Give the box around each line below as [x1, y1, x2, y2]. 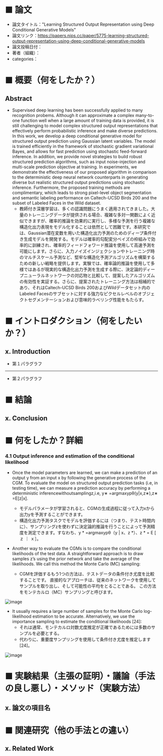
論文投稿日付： [12, 44, 42, 49]
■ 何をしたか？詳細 [5, 435, 83, 446]
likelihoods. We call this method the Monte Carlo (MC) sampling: [12, 561, 141, 567]
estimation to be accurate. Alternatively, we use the [32, 613, 135, 619]
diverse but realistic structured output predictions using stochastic [12, 179, 145, 185]
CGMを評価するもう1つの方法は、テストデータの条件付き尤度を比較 [19, 571, 155, 576]
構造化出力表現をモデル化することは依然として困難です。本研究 [19, 224, 147, 230]
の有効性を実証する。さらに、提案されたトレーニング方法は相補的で [19, 279, 156, 284]
